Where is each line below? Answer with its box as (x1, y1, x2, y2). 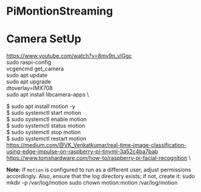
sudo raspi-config (6, 59, 52, 66)
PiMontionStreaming (6, 4, 113, 18)
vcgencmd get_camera (6, 65, 64, 72)
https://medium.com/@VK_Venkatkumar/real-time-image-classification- (6, 142, 187, 149)
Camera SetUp (6, 32, 82, 46)
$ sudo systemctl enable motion (6, 115, 87, 123)
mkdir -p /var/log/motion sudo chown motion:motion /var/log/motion (6, 179, 178, 187)
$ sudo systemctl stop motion (6, 129, 81, 136)
